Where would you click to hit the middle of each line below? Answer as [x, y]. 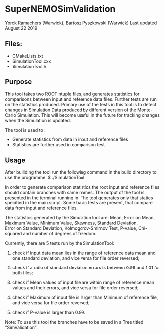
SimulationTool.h [29, 66]
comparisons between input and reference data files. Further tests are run [81, 99]
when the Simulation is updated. [38, 120]
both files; [23, 273]
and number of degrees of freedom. [60, 234]
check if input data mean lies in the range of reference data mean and [84, 253]
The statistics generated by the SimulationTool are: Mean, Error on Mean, [80, 218]
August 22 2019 [21, 28]
